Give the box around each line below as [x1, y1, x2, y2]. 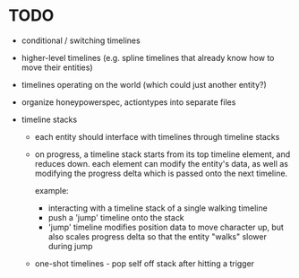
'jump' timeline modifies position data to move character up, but [47, 222, 284, 232]
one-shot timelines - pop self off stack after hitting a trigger [34, 257, 255, 269]
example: [34, 185, 69, 195]
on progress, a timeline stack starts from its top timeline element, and [34, 149, 291, 160]
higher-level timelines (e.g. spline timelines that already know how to [21, 52, 275, 63]
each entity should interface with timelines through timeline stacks [34, 131, 280, 142]
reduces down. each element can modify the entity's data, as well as [34, 158, 288, 169]
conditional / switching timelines [21, 35, 141, 46]
